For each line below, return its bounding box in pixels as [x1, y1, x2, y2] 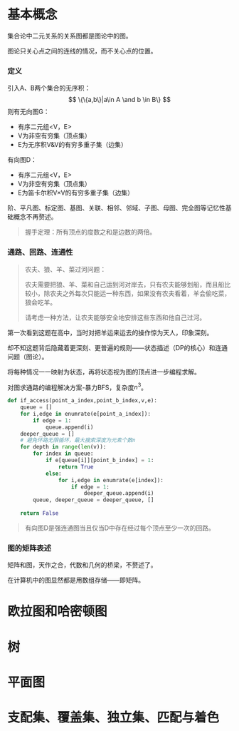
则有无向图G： [7, 108, 50, 116]
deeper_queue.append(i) [83, 490, 154, 497]
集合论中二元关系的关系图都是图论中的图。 [7, 31, 132, 40]
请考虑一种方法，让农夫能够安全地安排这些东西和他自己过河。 [24, 313, 206, 322]
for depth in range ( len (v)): [20, 444, 107, 451]
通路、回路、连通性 [7, 247, 73, 257]
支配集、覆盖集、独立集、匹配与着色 [7, 709, 220, 725]
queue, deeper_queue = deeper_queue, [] [33, 496, 154, 503]
